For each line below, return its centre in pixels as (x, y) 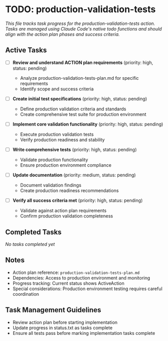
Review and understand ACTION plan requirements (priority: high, (83, 63)
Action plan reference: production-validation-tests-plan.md (76, 272)
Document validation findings (51, 185)
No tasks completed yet (30, 244)
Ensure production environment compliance (66, 165)
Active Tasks (26, 50)
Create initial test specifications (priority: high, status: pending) (80, 99)
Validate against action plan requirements (63, 211)
